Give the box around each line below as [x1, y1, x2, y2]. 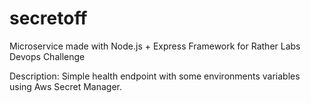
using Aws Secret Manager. [9, 80, 123, 92]
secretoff [9, 7, 88, 30]
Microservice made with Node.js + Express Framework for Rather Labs [9, 40, 301, 52]
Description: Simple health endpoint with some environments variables [9, 70, 301, 82]
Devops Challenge [9, 50, 86, 62]
